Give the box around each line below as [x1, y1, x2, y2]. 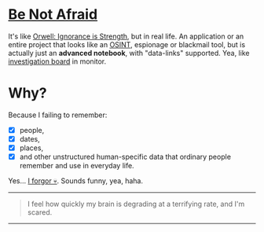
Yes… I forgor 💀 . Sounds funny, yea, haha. [8, 176, 144, 186]
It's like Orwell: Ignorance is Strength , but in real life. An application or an [8, 31, 244, 41]
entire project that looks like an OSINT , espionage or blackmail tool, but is [8, 39, 246, 49]
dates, [19, 134, 41, 143]
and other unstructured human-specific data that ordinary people [19, 152, 232, 162]
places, [19, 143, 44, 153]
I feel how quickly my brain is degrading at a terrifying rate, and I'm [27, 199, 245, 209]
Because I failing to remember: [8, 110, 108, 120]
